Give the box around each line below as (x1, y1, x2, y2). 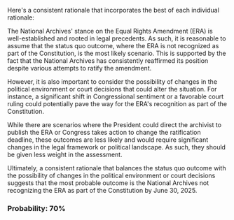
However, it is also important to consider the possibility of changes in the (7, 78, 218, 86)
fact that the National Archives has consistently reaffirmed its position (7, 57, 209, 65)
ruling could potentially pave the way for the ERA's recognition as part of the (7, 100, 228, 108)
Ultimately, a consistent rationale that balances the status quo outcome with (7, 164, 226, 172)
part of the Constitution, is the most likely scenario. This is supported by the (7, 49, 226, 57)
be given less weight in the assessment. (7, 150, 123, 159)
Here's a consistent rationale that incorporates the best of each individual (7, 6, 219, 14)
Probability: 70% (7, 203, 66, 213)
